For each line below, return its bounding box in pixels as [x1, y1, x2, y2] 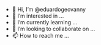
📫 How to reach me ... [12, 32, 69, 39]
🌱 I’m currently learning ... [12, 19, 78, 26]
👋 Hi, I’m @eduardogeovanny [12, 6, 86, 13]
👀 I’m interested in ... [12, 12, 64, 19]
